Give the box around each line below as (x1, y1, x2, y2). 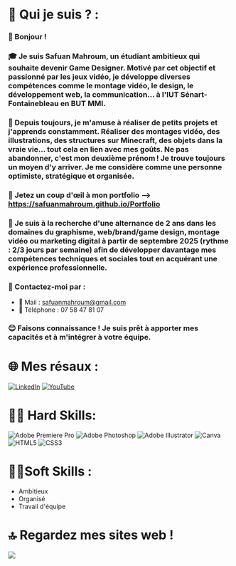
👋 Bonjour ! (8, 32, 47, 42)
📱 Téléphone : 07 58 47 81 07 (18, 305, 104, 314)
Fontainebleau (8, 99, 59, 109)
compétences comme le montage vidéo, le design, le (8, 81, 194, 91)
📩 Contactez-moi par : (8, 281, 86, 291)
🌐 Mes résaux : (8, 359, 99, 374)
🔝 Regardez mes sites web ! (8, 527, 174, 543)
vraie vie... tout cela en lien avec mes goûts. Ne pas (8, 144, 189, 154)
